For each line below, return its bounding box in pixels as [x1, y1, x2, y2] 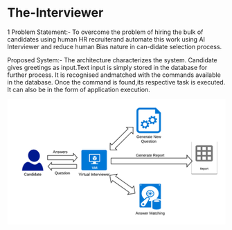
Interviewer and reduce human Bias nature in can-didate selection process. [7, 42, 222, 51]
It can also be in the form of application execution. [7, 85, 150, 94]
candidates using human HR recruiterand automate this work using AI [7, 35, 206, 43]
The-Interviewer [7, 5, 104, 21]
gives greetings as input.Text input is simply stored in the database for [7, 63, 208, 71]
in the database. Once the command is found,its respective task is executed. [7, 78, 226, 86]
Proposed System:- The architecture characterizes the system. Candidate [7, 55, 217, 64]
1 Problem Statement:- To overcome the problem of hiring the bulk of [7, 28, 204, 36]
